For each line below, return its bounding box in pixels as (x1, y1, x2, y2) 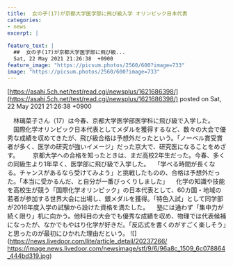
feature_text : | (7, 42, 54, 49)
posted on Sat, (179, 94, 222, 103)
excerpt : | (7, 29, 39, 37)
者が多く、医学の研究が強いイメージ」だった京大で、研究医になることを (7, 142, 214, 150)
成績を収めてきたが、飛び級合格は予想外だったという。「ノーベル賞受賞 (19, 133, 223, 142)
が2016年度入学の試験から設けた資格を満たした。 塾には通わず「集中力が (7, 203, 224, 212)
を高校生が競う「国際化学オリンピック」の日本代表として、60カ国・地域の (7, 185, 222, 194)
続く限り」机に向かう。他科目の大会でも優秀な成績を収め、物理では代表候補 (7, 212, 227, 220)
